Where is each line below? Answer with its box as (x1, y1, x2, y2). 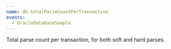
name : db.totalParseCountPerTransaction (6, 8, 109, 15)
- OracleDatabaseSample (11, 20, 71, 26)
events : (6, 14, 26, 20)
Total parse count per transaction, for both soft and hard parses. (6, 36, 166, 44)
